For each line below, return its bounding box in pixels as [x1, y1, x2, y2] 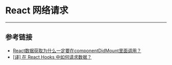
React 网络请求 [5, 5, 69, 16]
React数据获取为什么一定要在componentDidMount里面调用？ [12, 47, 142, 54]
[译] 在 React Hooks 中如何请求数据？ [12, 54, 92, 60]
